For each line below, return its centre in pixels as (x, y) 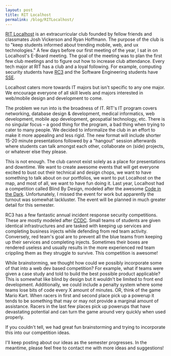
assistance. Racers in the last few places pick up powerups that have (78, 306)
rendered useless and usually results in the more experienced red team (80, 248)
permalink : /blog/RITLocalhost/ (40, 19)
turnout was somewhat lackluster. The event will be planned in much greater (86, 199)
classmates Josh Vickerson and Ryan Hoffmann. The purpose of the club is (85, 39)
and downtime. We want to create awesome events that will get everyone (82, 167)
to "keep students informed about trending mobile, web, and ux (72, 45)
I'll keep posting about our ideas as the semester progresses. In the (76, 343)
